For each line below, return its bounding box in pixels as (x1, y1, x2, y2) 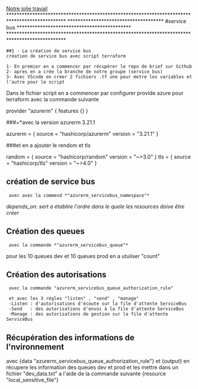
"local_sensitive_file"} (6, 377, 59, 384)
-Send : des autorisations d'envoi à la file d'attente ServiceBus (8, 306, 184, 312)
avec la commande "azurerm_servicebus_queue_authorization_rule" (8, 285, 174, 291)
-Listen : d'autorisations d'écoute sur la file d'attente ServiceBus (8, 301, 187, 307)
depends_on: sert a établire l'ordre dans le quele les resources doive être (6, 203, 185, 210)
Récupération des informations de (6, 332, 135, 343)
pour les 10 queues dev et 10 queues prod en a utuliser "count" (6, 252, 160, 260)
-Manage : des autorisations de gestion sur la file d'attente (8, 311, 168, 317)
